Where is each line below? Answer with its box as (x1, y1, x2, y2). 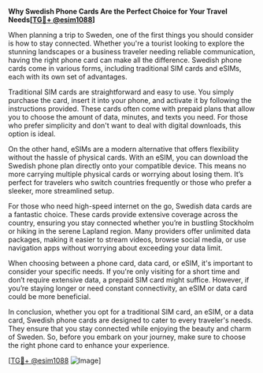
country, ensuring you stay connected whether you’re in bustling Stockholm (8, 218, 254, 227)
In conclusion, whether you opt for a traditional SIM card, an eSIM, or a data (8, 307, 254, 316)
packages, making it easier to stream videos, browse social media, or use (8, 235, 246, 244)
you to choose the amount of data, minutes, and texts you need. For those (8, 113, 248, 121)
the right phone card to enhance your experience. (8, 341, 170, 349)
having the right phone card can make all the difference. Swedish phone (8, 55, 243, 65)
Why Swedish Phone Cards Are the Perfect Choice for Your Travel (8, 7, 228, 16)
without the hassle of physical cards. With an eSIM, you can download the (8, 153, 249, 162)
